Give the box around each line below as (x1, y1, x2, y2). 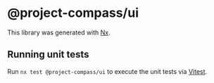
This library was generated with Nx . (7, 28, 111, 37)
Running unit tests (7, 49, 89, 60)
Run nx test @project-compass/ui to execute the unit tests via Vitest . (7, 67, 208, 75)
